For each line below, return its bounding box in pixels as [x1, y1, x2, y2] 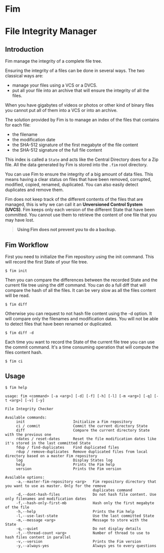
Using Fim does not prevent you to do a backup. [17, 226, 117, 233]
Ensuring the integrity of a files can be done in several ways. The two [5, 67, 145, 74]
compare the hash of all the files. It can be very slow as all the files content [5, 288, 156, 293]
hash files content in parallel [5, 534, 71, 540]
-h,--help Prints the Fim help [16, 509, 135, 514]
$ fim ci [5, 359, 23, 364]
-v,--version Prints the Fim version [16, 539, 141, 544]
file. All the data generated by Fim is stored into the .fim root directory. [5, 162, 148, 168]
